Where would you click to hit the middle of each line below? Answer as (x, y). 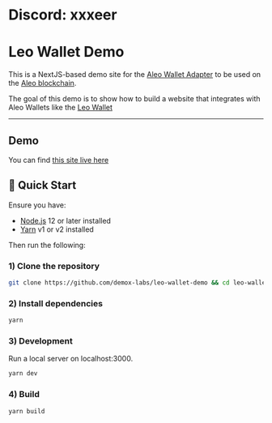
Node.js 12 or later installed (66, 220)
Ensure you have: (37, 205)
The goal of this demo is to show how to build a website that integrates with (134, 99)
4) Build (24, 395)
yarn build (27, 411)
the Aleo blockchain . (42, 83)
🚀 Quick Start (42, 185)
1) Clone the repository (54, 266)
